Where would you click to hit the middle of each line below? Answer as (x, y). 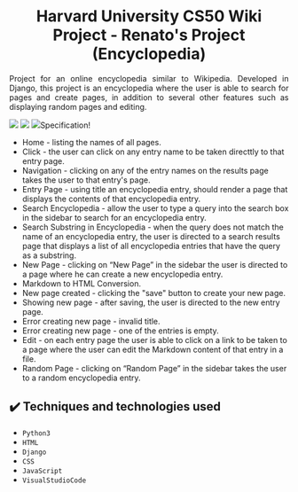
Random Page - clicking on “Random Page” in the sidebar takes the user (154, 368)
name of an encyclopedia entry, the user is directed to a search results (151, 236)
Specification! (65, 125)
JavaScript (42, 471)
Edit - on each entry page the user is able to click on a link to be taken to (155, 340)
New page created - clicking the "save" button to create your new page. (154, 293)
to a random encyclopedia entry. (81, 378)
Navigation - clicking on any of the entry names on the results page (145, 170)
